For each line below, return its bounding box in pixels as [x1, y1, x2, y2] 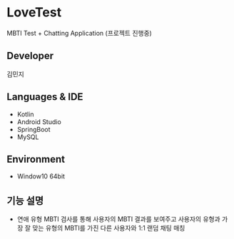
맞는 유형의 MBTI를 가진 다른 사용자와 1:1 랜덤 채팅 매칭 [32, 224, 185, 233]
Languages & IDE [6, 91, 83, 103]
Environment [6, 153, 66, 165]
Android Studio [16, 117, 61, 126]
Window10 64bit [16, 172, 66, 180]
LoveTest [6, 4, 62, 21]
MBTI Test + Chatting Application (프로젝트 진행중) [6, 29, 153, 37]
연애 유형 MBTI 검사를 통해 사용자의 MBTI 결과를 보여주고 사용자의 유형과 [16, 215, 220, 223]
